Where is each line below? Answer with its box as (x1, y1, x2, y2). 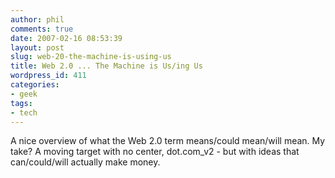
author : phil (10, 14, 65, 25)
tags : (10, 98, 33, 108)
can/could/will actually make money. (10, 156, 161, 168)
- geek (10, 89, 38, 99)
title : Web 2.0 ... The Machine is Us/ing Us (10, 61, 203, 71)
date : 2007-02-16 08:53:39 (10, 33, 123, 43)
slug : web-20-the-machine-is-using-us (10, 52, 172, 62)
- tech (10, 107, 38, 118)
